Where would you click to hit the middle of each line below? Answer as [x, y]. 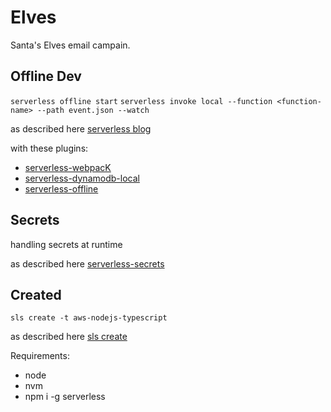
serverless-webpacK [68, 167]
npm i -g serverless [65, 397]
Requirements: [40, 356]
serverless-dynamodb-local [82, 178]
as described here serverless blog [81, 128]
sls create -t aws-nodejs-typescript [89, 318]
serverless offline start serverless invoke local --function [141, 101]
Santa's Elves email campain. [70, 45]
